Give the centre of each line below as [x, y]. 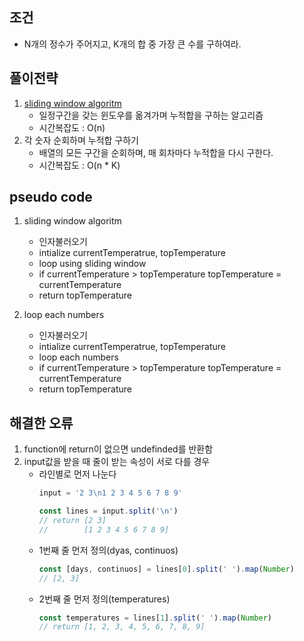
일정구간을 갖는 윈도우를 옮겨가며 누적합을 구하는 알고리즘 [151, 115]
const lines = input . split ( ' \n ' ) [108, 511]
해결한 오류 [41, 423]
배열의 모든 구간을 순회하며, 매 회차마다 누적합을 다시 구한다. [156, 152]
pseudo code [51, 197]
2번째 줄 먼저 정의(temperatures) [104, 599]
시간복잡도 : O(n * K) [79, 165]
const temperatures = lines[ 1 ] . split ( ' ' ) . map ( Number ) [155, 618]
